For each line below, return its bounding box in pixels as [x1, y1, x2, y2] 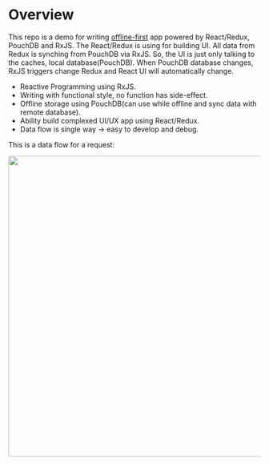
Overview [8, 6, 74, 24]
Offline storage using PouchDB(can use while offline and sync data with [19, 99, 258, 108]
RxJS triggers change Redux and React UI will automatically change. [8, 66, 235, 75]
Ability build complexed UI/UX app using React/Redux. [19, 115, 200, 125]
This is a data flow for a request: [8, 139, 114, 149]
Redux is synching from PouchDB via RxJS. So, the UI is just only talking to [8, 49, 255, 59]
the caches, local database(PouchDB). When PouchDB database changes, [8, 58, 254, 67]
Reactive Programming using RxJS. [19, 82, 136, 91]
